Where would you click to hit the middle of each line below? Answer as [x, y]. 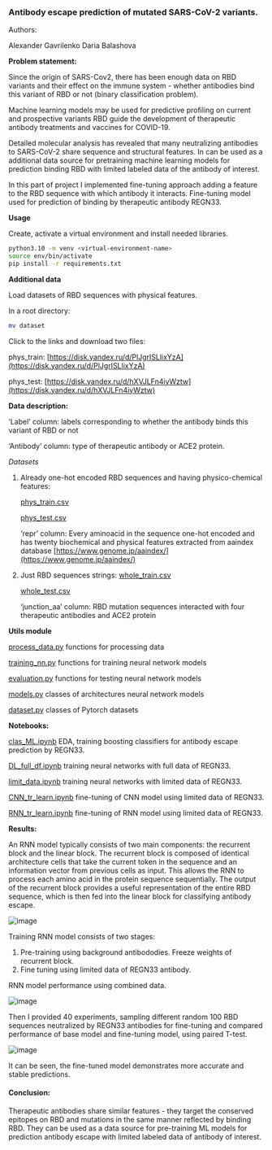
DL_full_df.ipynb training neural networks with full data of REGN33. [120, 765]
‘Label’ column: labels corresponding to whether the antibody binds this [129, 421]
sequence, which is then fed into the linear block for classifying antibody [130, 896]
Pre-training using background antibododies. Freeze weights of [126, 952]
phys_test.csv [43, 517]
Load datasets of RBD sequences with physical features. [103, 294]
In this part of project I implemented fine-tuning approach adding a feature [133, 185]
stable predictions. [39, 1074]
